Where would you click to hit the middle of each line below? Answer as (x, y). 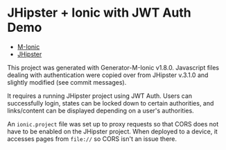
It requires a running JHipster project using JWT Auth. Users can (100, 96)
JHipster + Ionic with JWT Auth (99, 13)
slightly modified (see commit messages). (67, 82)
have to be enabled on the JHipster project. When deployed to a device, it (113, 131)
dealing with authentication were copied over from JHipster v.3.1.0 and (108, 75)
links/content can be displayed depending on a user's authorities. (101, 110)
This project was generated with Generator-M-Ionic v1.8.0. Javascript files (113, 67)
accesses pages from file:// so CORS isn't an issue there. (92, 139)
